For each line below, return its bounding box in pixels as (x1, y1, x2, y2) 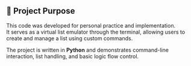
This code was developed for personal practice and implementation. (6, 22, 176, 29)
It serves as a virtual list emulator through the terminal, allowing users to (6, 28, 186, 35)
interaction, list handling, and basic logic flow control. (6, 52, 139, 60)
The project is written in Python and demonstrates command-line (6, 46, 169, 53)
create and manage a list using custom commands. (6, 34, 133, 42)
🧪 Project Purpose (6, 6, 75, 16)
